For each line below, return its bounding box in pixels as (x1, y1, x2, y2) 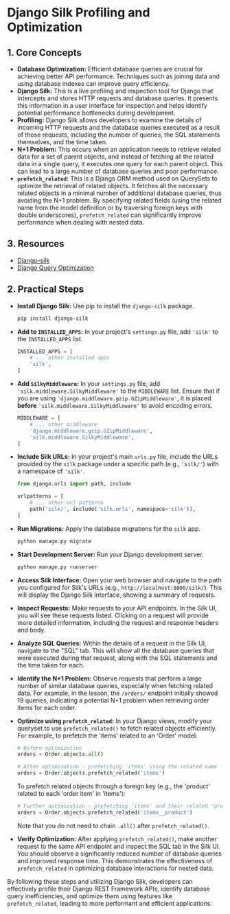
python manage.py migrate (16, 538, 91, 545)
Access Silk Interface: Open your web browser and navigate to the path (16, 575, 222, 584)
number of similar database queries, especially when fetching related (16, 681, 214, 689)
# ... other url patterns (30, 499, 104, 506)
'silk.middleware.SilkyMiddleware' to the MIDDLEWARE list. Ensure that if (16, 387, 220, 395)
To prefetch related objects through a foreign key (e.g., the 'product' (16, 782, 211, 790)
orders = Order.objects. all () (16, 751, 104, 758)
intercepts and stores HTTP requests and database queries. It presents (16, 94, 218, 102)
